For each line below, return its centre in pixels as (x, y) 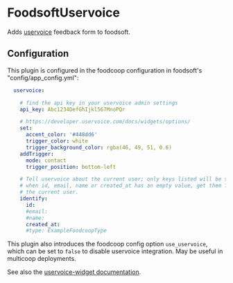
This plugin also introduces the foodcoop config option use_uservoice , (107, 244)
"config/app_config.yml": (43, 77)
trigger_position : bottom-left (71, 167)
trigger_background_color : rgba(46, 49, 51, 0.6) (98, 147)
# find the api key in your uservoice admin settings (99, 103)
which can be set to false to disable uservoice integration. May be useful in (115, 251)
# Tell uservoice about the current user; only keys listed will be (121, 179)
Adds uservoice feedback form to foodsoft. (69, 32)
